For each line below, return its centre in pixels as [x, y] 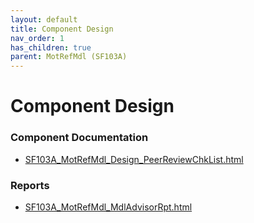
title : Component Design [62, 29]
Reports [30, 185]
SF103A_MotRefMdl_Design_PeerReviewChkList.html [134, 159]
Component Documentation [79, 138]
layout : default [44, 19]
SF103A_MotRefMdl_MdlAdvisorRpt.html [108, 207]
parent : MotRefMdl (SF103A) [69, 57]
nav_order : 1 [37, 38]
